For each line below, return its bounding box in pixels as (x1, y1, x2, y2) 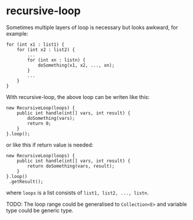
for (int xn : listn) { (27, 57, 86, 63)
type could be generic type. (6, 206, 74, 214)
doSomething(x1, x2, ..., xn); (37, 62, 115, 68)
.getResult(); (8, 178, 44, 184)
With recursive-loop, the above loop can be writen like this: (6, 93, 150, 100)
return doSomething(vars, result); (27, 163, 115, 169)
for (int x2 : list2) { (17, 46, 76, 53)
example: (6, 30, 28, 37)
